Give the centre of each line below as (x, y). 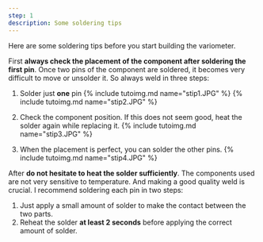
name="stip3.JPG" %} (56, 134)
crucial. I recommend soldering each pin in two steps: (96, 190)
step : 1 (21, 15)
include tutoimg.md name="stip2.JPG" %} (88, 102)
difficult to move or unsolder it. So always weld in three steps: (109, 78)
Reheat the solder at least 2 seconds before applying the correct (126, 222)
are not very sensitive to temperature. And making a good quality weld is (127, 181)
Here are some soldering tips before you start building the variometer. (122, 45)
